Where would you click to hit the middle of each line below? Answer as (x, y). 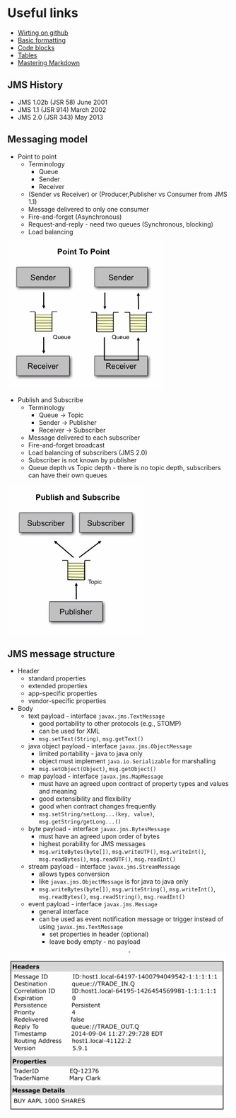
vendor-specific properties (67, 701)
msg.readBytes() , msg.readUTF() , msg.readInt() (107, 859)
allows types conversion (74, 874)
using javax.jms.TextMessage (81, 927)
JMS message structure (61, 654)
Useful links (43, 13)
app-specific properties (63, 694)
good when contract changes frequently (98, 806)
